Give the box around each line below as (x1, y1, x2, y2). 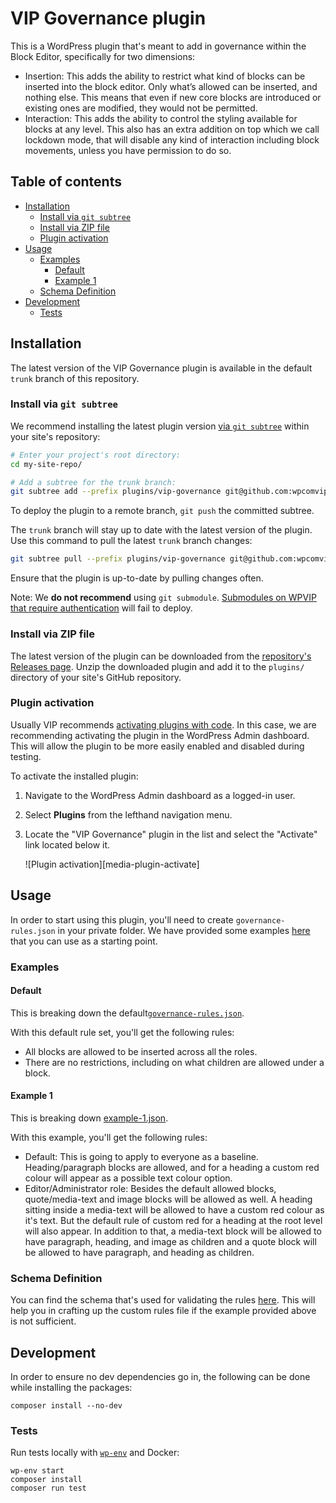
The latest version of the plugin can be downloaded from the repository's (10, 650, 312, 662)
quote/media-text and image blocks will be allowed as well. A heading (24, 1193, 313, 1205)
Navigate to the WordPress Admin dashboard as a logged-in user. (24, 789, 296, 801)
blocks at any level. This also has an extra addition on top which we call (24, 123, 320, 135)
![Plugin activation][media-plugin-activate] (24, 858, 200, 870)
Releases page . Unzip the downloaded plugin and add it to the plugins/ (10, 660, 305, 672)
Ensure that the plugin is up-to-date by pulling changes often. (10, 572, 264, 584)
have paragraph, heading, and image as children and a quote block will (24, 1235, 317, 1247)
